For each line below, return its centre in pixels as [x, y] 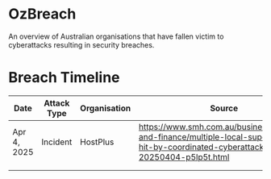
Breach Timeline [64, 78]
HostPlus [97, 142]
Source [224, 108]
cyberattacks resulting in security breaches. [81, 44]
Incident [57, 142]
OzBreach [42, 14]
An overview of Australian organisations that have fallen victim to [116, 36]
